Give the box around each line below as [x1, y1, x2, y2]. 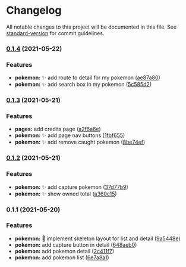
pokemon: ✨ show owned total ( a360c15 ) [14, 190, 117, 197]
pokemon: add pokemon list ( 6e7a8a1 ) [14, 254, 109, 261]
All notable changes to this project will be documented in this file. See [6, 23, 177, 30]
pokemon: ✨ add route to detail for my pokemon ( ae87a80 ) [14, 74, 160, 81]
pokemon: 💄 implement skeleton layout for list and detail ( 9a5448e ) [14, 235, 181, 242]
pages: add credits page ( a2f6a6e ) [14, 126, 101, 133]
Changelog [6, 4, 62, 17]
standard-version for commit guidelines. [6, 29, 105, 36]
